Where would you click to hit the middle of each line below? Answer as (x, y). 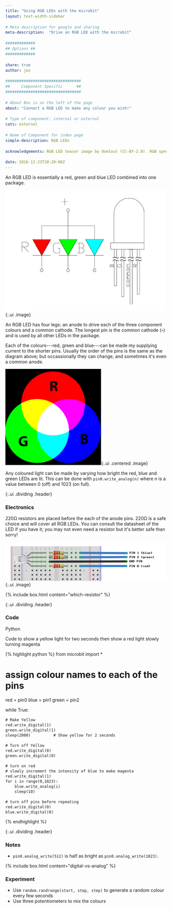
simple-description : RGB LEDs (38, 140)
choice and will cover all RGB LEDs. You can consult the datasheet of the (82, 524)
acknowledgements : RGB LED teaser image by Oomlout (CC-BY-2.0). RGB (81, 151)
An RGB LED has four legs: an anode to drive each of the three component (84, 325)
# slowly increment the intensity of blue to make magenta (70, 771)
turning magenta (23, 644)
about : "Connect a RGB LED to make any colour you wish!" (68, 108)
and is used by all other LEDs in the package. (53, 336)
